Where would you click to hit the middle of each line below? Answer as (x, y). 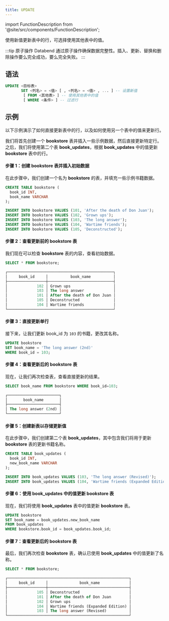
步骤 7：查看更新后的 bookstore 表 (41, 541)
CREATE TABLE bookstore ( (32, 187)
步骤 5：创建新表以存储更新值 (36, 426)
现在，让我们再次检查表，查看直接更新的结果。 (54, 376)
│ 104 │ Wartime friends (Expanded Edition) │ (68, 606)
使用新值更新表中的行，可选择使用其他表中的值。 (56, 40)
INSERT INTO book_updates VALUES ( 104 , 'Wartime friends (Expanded (77, 481)
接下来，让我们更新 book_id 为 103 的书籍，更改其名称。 (63, 333)
